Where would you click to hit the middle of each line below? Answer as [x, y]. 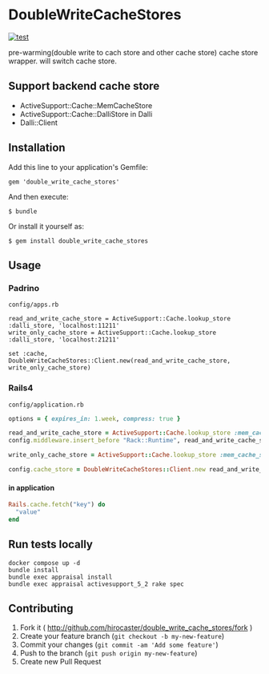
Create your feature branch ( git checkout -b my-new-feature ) [122, 636]
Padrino [24, 288]
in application [31, 487]
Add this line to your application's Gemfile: [78, 167]
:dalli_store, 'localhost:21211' [64, 340]
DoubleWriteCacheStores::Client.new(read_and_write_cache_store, [119, 361]
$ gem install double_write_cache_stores [78, 241]
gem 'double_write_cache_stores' [64, 182]
